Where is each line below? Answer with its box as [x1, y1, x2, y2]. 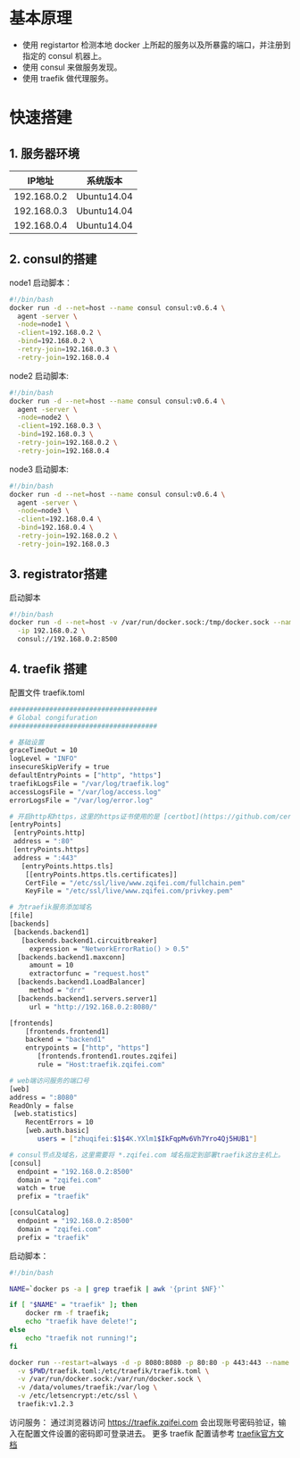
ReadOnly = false [9, 1101, 74, 1110]
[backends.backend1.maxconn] [17, 952, 126, 961]
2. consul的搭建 [9, 252, 97, 267]
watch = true [17, 1184, 66, 1193]
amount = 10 [29, 961, 74, 970]
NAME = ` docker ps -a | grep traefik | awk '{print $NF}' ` [9, 1284, 226, 1294]
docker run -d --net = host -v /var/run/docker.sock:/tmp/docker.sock [9, 618, 270, 627]
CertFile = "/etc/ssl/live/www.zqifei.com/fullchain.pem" [25, 878, 246, 887]
